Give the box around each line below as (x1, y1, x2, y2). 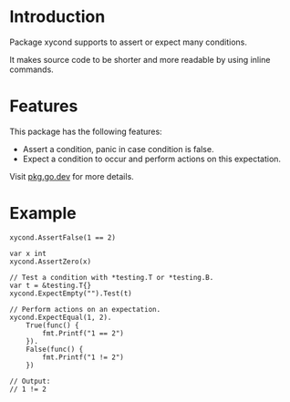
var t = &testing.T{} (9, 281, 92, 290)
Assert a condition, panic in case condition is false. (22, 143, 214, 154)
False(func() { (26, 345, 84, 354)
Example (9, 203, 77, 224)
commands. (9, 64, 55, 75)
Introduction (9, 6, 106, 27)
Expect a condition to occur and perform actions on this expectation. (22, 153, 281, 164)
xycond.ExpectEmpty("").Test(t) (9, 289, 132, 298)
